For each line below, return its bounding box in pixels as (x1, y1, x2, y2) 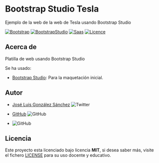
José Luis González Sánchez (12, 101, 71, 107)
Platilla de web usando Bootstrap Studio (5, 56, 85, 62)
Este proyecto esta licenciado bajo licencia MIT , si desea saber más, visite (5, 147, 154, 153)
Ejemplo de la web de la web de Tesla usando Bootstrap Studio (5, 19, 131, 25)
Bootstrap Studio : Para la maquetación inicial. (12, 74, 104, 81)
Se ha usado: (5, 65, 32, 71)
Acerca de (5, 43, 37, 51)
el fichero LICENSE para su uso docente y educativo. (5, 152, 111, 158)
